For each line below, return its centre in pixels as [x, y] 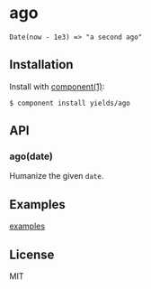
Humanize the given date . [57, 176]
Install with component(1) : [57, 86]
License [32, 254]
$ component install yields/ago [70, 103]
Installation [41, 65]
